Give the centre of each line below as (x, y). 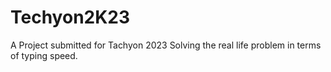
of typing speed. (44, 55)
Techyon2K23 (70, 17)
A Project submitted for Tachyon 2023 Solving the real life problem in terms (166, 45)
